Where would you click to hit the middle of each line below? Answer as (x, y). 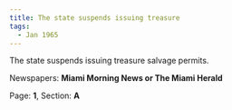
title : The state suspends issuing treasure (95, 18)
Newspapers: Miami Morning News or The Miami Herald (116, 78)
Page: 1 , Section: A (44, 95)
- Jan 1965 (38, 35)
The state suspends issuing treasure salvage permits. (109, 61)
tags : (19, 26)
